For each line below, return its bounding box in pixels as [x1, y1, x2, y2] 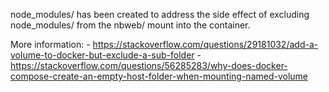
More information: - [10, 39, 91, 50]
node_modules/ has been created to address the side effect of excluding [10, 9, 310, 20]
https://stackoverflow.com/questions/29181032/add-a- [92, 39, 319, 50]
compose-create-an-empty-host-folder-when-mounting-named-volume [10, 70, 309, 82]
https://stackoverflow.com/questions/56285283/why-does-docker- [10, 60, 288, 71]
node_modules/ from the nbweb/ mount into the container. [10, 19, 251, 31]
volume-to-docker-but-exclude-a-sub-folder [10, 49, 195, 61]
